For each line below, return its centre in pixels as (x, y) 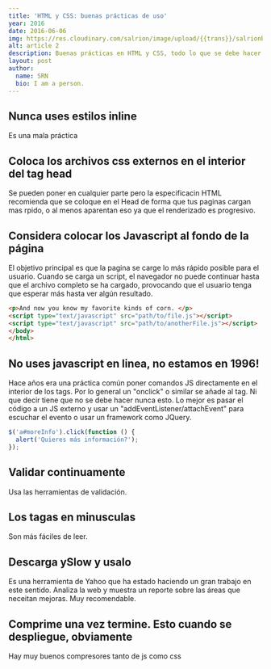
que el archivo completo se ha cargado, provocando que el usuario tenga (130, 284)
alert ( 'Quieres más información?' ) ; (77, 440)
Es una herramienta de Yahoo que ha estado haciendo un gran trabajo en (130, 582)
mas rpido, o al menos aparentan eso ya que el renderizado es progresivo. (132, 210)
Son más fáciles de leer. (48, 536)
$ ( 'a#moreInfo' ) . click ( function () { (72, 432)
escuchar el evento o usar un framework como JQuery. (100, 418)
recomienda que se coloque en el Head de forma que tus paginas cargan (130, 202)
